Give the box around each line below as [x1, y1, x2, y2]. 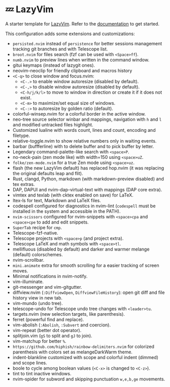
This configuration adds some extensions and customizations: [5, 31, 135, 37]
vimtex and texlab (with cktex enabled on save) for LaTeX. [12, 192, 133, 198]
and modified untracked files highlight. [12, 121, 93, 128]
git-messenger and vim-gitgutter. [12, 284, 82, 290]
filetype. [12, 132, 30, 139]
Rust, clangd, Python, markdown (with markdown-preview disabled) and [12, 176, 164, 182]
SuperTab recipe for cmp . [12, 224, 62, 230]
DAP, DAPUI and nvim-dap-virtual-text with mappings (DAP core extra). [12, 186, 162, 192]
